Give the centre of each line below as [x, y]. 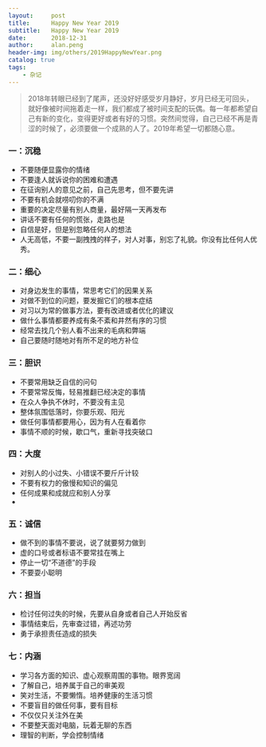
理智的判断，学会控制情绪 [62, 735]
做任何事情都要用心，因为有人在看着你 [82, 422]
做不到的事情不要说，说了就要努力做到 [82, 543]
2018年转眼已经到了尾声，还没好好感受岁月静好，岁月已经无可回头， [140, 98]
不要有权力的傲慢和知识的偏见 [68, 483]
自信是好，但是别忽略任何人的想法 [76, 229]
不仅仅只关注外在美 [51, 715]
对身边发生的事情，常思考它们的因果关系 [86, 290]
